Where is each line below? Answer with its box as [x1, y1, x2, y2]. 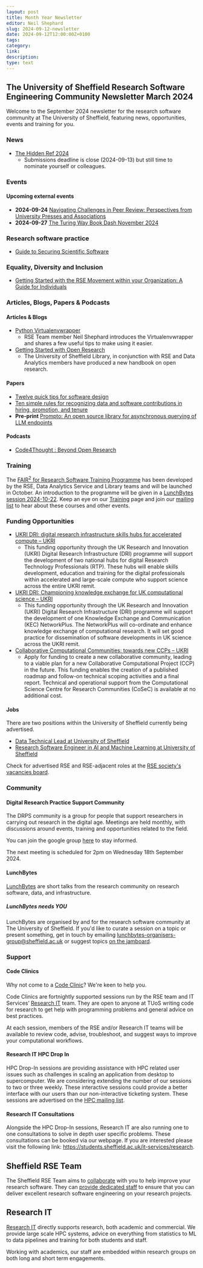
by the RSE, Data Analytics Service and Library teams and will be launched [6, 482, 192, 490]
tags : [6, 37, 20, 43]
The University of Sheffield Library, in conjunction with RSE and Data [24, 352, 195, 360]
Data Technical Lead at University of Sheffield [14, 738, 130, 745]
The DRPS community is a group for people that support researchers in [6, 812, 183, 820]
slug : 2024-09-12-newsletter [6, 25, 80, 32]
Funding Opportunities [6, 517, 74, 525]
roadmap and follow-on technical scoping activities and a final [24, 673, 179, 680]
